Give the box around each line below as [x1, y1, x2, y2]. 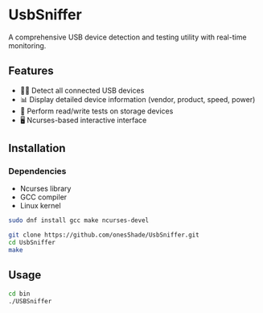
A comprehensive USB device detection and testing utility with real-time [8, 32, 247, 42]
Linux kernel [19, 201, 62, 211]
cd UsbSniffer [8, 239, 56, 247]
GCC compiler [19, 192, 68, 202]
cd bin [8, 290, 31, 298]
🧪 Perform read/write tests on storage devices [19, 106, 174, 116]
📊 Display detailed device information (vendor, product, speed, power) [19, 94, 256, 104]
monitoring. [8, 40, 47, 50]
